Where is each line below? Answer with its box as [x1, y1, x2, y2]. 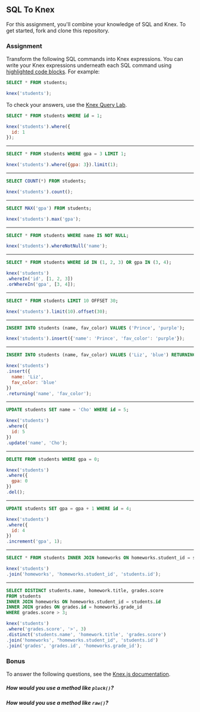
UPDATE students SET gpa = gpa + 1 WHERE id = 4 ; [6, 506, 132, 511]
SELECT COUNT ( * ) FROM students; [6, 178, 86, 184]
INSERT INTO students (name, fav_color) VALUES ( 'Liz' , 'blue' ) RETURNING [6, 352, 196, 358]
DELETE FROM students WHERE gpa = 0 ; [6, 456, 100, 462]
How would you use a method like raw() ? [6, 699, 109, 706]
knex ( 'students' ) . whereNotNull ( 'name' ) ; [6, 243, 108, 249]
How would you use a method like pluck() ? [6, 684, 114, 691]
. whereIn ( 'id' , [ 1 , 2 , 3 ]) [6, 276, 73, 282]
